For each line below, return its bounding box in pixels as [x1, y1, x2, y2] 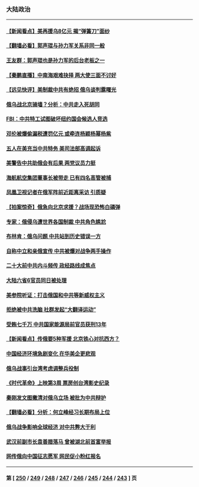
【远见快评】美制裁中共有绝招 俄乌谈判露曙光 [6, 86, 117, 93]
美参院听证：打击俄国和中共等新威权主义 [6, 291, 105, 299]
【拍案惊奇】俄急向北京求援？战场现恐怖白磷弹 [6, 203, 120, 211]
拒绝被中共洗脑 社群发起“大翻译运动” [6, 306, 97, 313]
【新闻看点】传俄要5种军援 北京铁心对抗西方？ [6, 335, 120, 342]
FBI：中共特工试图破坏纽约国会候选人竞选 [6, 116, 108, 123]
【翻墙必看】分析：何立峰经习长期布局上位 [6, 409, 110, 416]
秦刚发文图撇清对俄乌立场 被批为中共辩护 [6, 394, 107, 401]
